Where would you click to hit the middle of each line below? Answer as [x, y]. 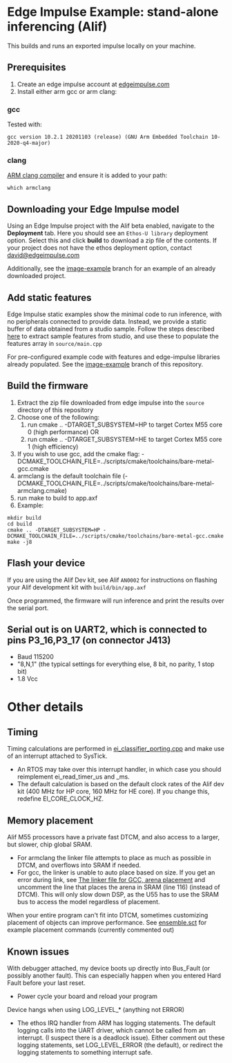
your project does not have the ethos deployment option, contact [99, 248]
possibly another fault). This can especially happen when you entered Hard [114, 976]
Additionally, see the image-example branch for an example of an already [112, 269]
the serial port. [28, 607]
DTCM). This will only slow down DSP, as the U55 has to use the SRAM [118, 895]
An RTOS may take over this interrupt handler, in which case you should [119, 770]
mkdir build [24, 518]
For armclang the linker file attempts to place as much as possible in [114, 858]
